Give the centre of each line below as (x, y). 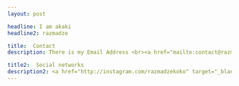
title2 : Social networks (46, 65)
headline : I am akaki (39, 26)
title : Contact (31, 46)
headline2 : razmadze (38, 33)
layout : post (27, 14)
